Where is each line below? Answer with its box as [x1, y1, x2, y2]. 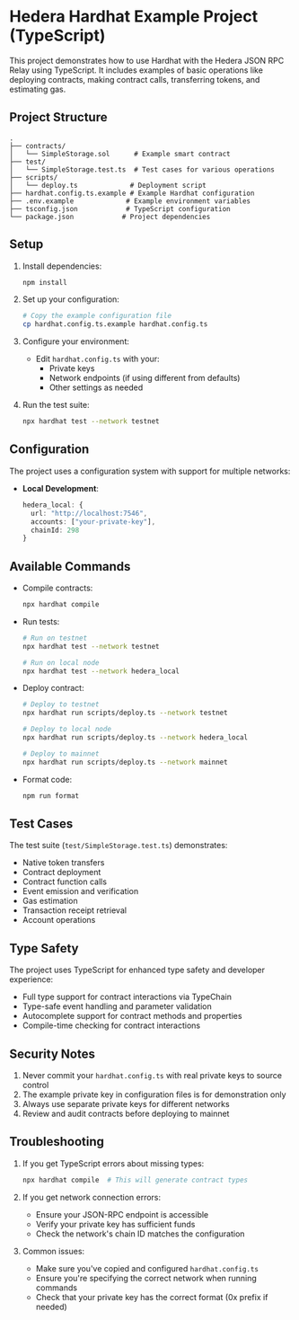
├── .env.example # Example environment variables [9, 196, 251, 206]
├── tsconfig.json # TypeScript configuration [9, 204, 231, 213]
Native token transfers [22, 857, 105, 868]
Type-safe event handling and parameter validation [22, 1001, 213, 1012]
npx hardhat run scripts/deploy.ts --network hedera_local [22, 733, 249, 742]
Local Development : [22, 483, 99, 493]
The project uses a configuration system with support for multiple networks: [9, 465, 291, 476]
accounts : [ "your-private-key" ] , [31, 517, 156, 527]
